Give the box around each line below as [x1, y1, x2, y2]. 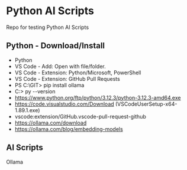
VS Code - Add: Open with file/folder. [14, 63, 107, 70]
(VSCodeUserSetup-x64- [115, 100, 178, 107]
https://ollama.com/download [14, 119, 87, 126]
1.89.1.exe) [14, 106, 40, 113]
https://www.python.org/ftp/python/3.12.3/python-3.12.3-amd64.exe [14, 94, 181, 101]
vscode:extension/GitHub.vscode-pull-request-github [14, 113, 146, 120]
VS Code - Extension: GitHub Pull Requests [14, 75, 120, 82]
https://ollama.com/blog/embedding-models [14, 125, 123, 132]
